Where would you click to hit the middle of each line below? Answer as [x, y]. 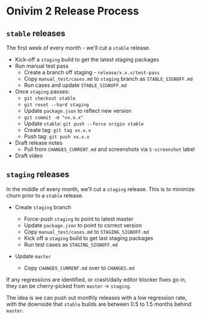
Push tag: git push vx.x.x [57, 136]
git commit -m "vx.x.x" [54, 118]
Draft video [29, 156]
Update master [33, 256]
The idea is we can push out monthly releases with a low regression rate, [97, 297]
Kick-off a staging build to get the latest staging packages [87, 59]
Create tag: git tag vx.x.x [57, 130]
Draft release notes [39, 143]
